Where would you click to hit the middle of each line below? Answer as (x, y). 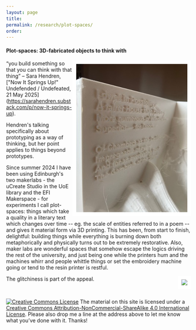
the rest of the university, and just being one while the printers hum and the (97, 255)
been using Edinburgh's (35, 174)
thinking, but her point (33, 144)
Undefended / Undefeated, (39, 89)
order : (14, 31)
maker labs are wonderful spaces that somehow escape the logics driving (95, 249)
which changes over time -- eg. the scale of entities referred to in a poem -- (98, 224)
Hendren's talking (28, 125)
